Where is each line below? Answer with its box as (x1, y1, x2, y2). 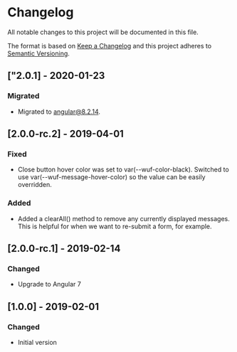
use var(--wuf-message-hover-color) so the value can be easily (17, 173, 206, 181)
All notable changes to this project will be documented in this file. (7, 28, 199, 36)
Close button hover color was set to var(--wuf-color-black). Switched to (17, 165, 229, 174)
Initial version (17, 338, 57, 346)
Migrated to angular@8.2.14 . (17, 107, 101, 116)
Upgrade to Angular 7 (17, 280, 82, 289)
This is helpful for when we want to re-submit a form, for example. (17, 222, 212, 230)
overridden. (17, 181, 52, 189)
